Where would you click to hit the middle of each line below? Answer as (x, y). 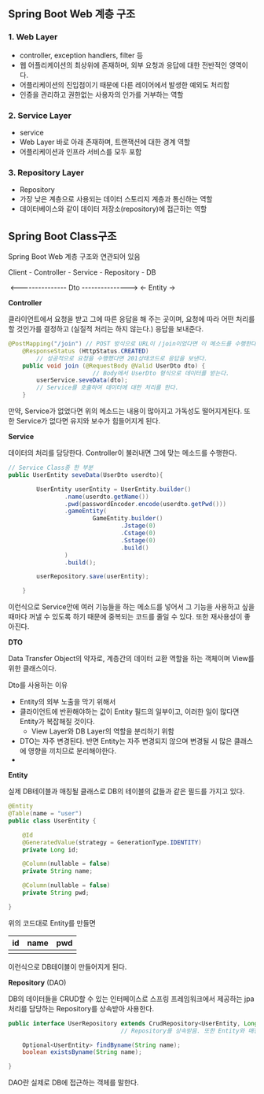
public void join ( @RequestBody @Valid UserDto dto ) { (114, 366)
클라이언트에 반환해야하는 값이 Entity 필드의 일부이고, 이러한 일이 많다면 (129, 711)
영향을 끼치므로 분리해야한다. (72, 751)
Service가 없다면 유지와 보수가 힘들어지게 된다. (88, 421)
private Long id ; (51, 850)
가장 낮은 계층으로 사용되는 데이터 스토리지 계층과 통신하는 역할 (116, 199)
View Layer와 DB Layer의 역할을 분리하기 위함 (103, 731)
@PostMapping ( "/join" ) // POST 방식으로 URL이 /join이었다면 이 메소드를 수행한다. (134, 344)
